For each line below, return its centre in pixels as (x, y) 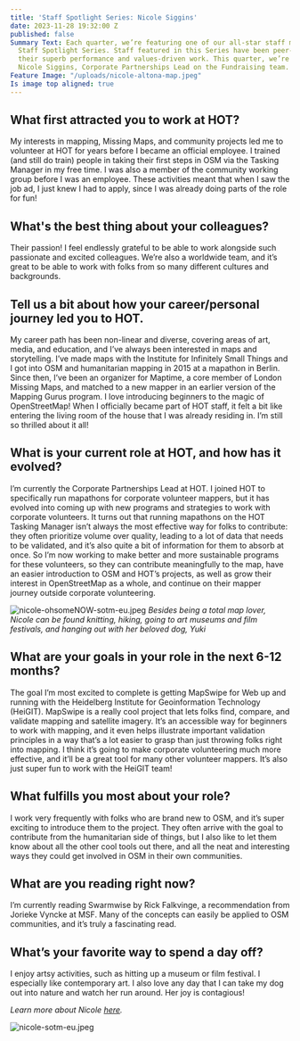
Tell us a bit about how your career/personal (135, 304)
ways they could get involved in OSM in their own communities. (126, 855)
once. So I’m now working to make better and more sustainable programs (145, 555)
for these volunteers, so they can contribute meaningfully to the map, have (147, 564)
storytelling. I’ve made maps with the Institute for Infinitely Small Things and (149, 359)
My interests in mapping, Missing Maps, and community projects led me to (147, 141)
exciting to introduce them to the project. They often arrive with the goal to (147, 827)
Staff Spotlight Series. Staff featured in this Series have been (144, 51)
